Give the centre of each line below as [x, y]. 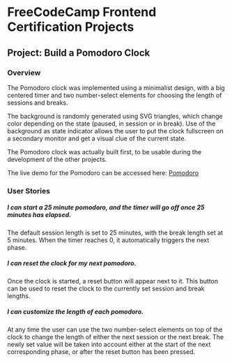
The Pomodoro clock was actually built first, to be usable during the [105, 151]
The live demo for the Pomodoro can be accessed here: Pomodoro [103, 172]
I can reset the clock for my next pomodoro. [72, 263]
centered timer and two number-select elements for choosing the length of [115, 95]
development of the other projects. [57, 159]
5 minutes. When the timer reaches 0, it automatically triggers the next [108, 240]
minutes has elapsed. [39, 215]
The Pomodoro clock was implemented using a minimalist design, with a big [116, 87]
